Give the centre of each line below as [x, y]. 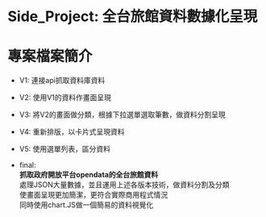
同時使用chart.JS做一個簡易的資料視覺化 [86, 205]
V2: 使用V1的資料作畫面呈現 [65, 98]
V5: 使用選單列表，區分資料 [64, 149]
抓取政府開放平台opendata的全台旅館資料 [89, 175]
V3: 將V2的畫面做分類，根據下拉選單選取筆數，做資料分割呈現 [123, 115]
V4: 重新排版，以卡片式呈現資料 [72, 132]
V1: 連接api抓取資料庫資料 [62, 81]
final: [27, 165]
